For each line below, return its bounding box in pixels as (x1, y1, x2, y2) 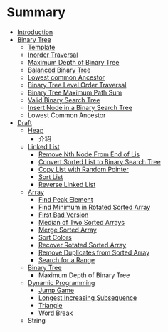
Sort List (38, 172, 63, 181)
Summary (6, 4, 65, 21)
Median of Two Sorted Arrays (38, 218, 125, 226)
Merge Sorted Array (38, 225, 97, 234)
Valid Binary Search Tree (27, 95, 100, 104)
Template (27, 43, 56, 51)
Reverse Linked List (38, 180, 96, 188)
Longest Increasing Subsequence (38, 293, 137, 302)
